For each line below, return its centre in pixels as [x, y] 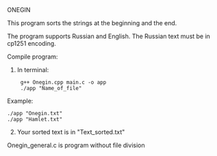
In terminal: [33, 70]
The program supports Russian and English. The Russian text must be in [109, 36]
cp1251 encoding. [31, 43]
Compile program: [33, 57]
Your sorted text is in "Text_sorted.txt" [71, 132]
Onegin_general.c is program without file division [76, 145]
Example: [20, 101]
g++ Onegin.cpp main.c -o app [63, 82]
